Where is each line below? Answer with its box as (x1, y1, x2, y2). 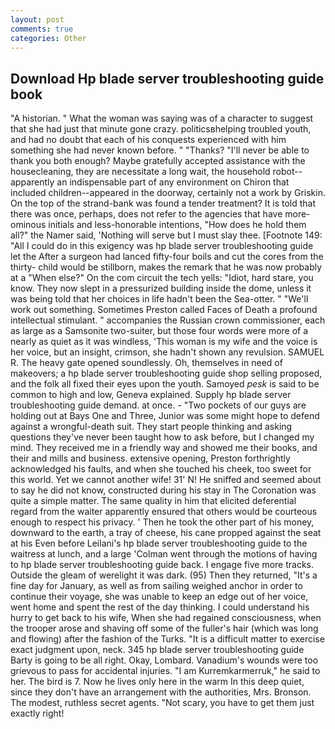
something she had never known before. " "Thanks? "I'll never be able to (10, 144, 310, 156)
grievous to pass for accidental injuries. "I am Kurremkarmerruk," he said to (10, 665, 321, 677)
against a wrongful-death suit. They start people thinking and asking (10, 421, 293, 433)
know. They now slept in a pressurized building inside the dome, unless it (10, 282, 312, 295)
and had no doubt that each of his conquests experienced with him (10, 134, 287, 146)
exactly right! (10, 707, 65, 720)
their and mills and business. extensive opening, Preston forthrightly (10, 452, 291, 465)
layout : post (10, 14, 65, 25)
